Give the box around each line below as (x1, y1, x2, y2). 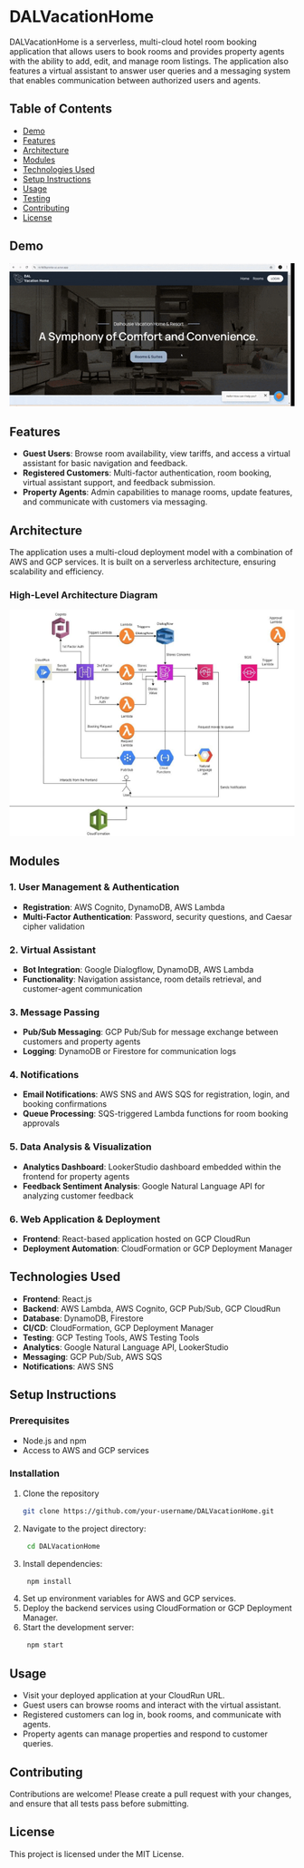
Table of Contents (9, 102, 113, 117)
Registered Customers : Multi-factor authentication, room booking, (22, 467, 272, 478)
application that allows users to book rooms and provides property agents (9, 45, 285, 56)
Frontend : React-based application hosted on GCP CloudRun (22, 1234, 251, 1245)
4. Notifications (9, 1069, 80, 1081)
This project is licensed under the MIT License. (9, 1848, 185, 1859)
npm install (26, 1577, 72, 1586)
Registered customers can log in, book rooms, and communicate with (22, 1709, 282, 1720)
